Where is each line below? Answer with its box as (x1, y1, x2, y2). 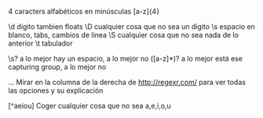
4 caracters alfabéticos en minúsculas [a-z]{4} (8, 7, 159, 16)
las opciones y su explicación (8, 86, 104, 95)
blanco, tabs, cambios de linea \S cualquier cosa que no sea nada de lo (8, 31, 239, 39)
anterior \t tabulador (8, 39, 73, 48)
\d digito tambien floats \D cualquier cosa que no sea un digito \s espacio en (8, 22, 255, 31)
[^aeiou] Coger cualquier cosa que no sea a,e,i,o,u (8, 101, 171, 110)
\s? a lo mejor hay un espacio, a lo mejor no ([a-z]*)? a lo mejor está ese (8, 54, 243, 63)
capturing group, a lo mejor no (8, 62, 107, 72)
